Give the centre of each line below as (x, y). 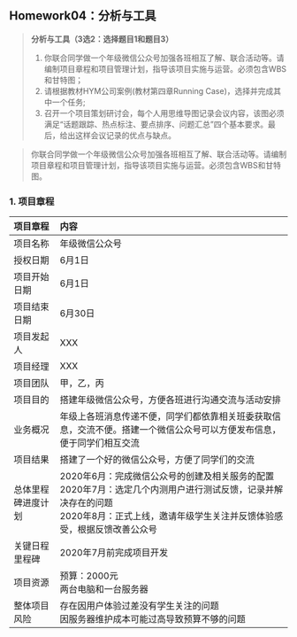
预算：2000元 (89, 576)
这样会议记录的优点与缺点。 (126, 135)
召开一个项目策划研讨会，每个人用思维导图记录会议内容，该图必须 (164, 113)
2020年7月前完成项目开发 (114, 553)
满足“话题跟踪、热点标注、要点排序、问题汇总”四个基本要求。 (156, 124)
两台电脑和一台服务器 (104, 589)
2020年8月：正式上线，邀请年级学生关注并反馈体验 (167, 517)
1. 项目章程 (32, 201)
